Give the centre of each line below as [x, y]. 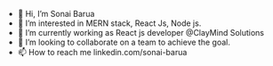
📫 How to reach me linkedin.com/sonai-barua [102, 52]
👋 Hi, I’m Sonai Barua [56, 14]
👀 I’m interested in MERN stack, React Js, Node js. [109, 23]
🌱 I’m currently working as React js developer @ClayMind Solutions [141, 33]
